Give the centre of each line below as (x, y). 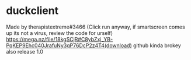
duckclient (32, 11)
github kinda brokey (157, 45)
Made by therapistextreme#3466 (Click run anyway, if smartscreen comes (95, 27)
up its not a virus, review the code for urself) (59, 33)
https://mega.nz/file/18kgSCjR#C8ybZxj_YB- (60, 39)
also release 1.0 (25, 51)
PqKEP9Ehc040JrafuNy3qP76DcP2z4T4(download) (69, 45)
